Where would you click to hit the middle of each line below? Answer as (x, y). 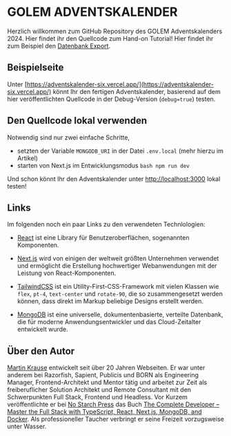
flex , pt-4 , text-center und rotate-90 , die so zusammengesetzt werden (120, 294)
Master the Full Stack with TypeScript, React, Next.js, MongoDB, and (104, 412)
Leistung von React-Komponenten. (67, 273)
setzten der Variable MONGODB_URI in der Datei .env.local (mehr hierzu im (120, 151)
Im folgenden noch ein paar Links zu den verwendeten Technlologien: (106, 225)
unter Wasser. (27, 426)
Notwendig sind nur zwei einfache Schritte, (68, 137)
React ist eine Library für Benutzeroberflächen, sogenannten (103, 238)
